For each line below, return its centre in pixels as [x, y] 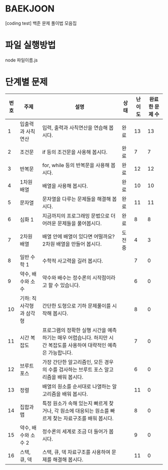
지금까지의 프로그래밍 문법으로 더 [79, 215]
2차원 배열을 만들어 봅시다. [72, 244]
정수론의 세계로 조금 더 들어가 [75, 431]
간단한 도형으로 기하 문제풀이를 [76, 305]
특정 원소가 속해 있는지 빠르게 [75, 403]
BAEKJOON [30, 9]
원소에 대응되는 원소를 [84, 410]
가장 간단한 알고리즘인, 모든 [73, 362]
